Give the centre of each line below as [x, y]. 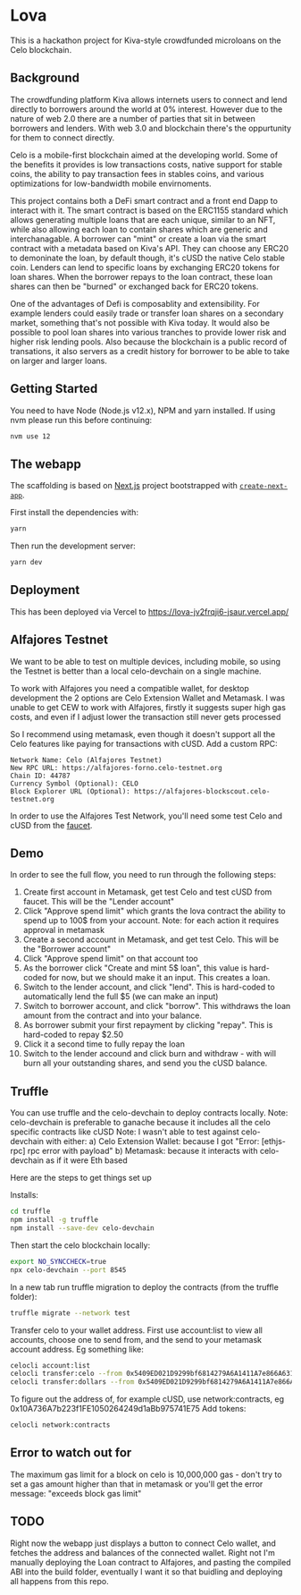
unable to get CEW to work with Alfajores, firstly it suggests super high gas [148, 707]
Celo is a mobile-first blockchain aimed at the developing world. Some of [144, 155]
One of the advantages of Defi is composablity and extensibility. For [135, 303]
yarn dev [26, 563]
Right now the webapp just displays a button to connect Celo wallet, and [143, 1543]
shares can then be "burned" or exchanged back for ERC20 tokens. [134, 286]
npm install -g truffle [54, 1220]
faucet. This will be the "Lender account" [99, 902]
